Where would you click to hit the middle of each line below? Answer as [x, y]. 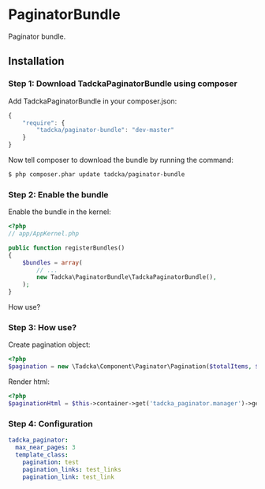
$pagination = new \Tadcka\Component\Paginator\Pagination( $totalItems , [130, 367]
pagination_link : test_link [68, 477]
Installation [36, 61]
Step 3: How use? [43, 327]
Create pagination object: [49, 344]
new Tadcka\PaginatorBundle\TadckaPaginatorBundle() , [127, 277]
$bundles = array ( [52, 262]
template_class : [42, 455]
